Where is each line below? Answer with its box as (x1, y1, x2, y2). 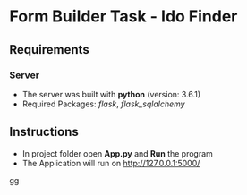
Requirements (9, 42, 89, 57)
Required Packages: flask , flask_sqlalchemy (21, 98, 185, 109)
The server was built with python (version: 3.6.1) (21, 89, 201, 99)
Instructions (9, 124, 79, 140)
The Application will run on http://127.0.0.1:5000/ (21, 157, 200, 168)
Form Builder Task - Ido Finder (9, 6, 238, 27)
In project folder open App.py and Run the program (21, 148, 213, 158)
